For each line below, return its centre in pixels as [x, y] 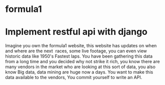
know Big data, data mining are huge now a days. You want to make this [79, 72]
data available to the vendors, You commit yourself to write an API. [74, 78]
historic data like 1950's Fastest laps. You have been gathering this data [79, 56]
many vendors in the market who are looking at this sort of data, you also [80, 67]
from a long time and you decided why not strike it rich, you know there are [82, 62]
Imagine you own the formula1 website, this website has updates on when [81, 46]
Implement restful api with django [76, 32]
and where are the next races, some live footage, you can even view [76, 51]
